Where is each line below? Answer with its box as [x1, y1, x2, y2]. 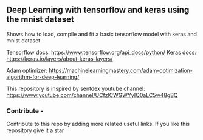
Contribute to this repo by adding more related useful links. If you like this [6, 121, 190, 128]
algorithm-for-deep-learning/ [6, 73, 80, 81]
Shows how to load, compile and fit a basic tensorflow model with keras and [6, 30, 198, 38]
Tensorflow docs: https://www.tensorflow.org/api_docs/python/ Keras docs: [6, 48, 196, 56]
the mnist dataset [6, 15, 75, 25]
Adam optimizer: [6, 67, 47, 74]
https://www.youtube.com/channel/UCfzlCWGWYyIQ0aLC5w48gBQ [6, 91, 178, 99]
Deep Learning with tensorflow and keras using [6, 5, 190, 15]
